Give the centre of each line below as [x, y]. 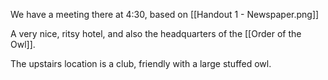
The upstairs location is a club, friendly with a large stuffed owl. [141, 63]
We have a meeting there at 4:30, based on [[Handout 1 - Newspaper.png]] [165, 14]
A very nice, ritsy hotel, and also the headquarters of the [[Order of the [156, 33]
